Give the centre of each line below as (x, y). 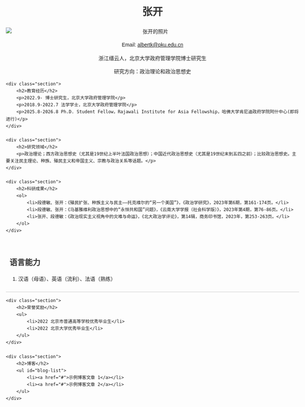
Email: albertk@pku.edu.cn (152, 45)
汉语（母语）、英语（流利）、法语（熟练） (67, 279)
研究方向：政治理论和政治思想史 (152, 71)
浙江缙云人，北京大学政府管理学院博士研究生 (152, 58)
